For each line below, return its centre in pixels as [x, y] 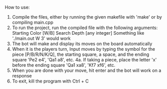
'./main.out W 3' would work [41, 38]
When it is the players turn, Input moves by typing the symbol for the [83, 49]
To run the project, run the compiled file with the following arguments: [85, 28]
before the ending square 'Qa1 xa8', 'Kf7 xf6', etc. [64, 65]
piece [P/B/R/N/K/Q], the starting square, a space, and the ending [81, 54]
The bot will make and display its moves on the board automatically [82, 44]
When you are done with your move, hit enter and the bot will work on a [87, 70]
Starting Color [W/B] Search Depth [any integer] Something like [78, 33]
